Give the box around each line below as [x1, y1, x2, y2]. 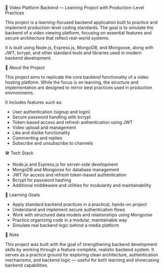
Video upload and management [12, 124, 76, 130]
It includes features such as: [5, 99, 63, 105]
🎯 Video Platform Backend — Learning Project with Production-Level [5, 5, 144, 10]
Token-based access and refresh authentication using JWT [12, 120, 133, 125]
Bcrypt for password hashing [12, 177, 71, 183]
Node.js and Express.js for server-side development [12, 161, 118, 167]
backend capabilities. [5, 262, 48, 268]
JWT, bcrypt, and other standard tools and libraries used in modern [5, 50, 142, 56]
